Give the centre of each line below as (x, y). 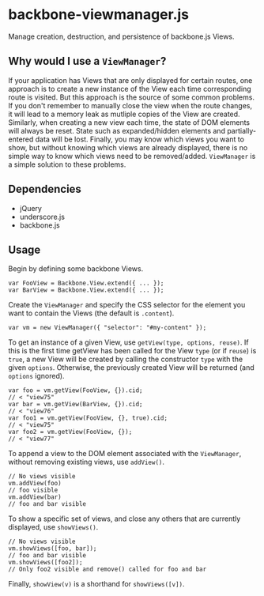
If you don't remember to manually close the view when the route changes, (130, 105)
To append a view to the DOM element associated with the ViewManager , (125, 454)
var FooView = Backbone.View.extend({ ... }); (86, 283)
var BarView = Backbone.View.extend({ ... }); (86, 290)
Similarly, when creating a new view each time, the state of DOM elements (129, 122)
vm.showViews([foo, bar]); (53, 549)
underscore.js (42, 217)
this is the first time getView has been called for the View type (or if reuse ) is (132, 351)
